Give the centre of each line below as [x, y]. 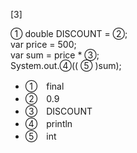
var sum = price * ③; [55, 55]
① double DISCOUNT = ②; [69, 33]
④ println [48, 123]
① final [44, 86]
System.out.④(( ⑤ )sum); [66, 65]
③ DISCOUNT [58, 111]
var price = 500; [43, 44]
